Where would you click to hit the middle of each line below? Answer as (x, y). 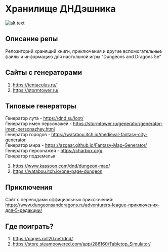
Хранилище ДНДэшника (61, 9)
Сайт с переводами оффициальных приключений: (59, 200)
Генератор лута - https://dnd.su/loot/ (44, 118)
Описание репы (32, 39)
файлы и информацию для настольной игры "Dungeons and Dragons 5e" (83, 56)
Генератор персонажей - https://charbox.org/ (54, 151)
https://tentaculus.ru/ (35, 85)
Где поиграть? (30, 226)
